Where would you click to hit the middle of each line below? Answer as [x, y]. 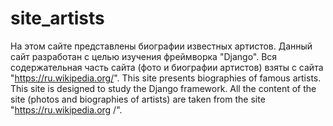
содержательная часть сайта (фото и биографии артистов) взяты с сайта [167, 67]
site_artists [57, 18]
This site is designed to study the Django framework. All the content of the [163, 88]
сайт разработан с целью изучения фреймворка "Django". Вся [144, 56]
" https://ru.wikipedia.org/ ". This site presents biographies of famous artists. [166, 78]
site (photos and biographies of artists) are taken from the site [138, 99]
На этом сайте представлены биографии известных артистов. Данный [161, 46]
